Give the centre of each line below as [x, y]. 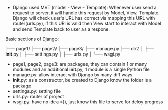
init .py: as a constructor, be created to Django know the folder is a [82, 80]
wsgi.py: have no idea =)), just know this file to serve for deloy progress [88, 102]
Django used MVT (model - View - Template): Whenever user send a [85, 7]
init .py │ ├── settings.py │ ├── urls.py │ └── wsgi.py [63, 54]
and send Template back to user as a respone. [61, 29]
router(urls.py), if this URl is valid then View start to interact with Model [87, 23]
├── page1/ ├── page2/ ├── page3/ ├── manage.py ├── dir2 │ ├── [80, 49]
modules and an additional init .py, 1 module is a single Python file [81, 69]
